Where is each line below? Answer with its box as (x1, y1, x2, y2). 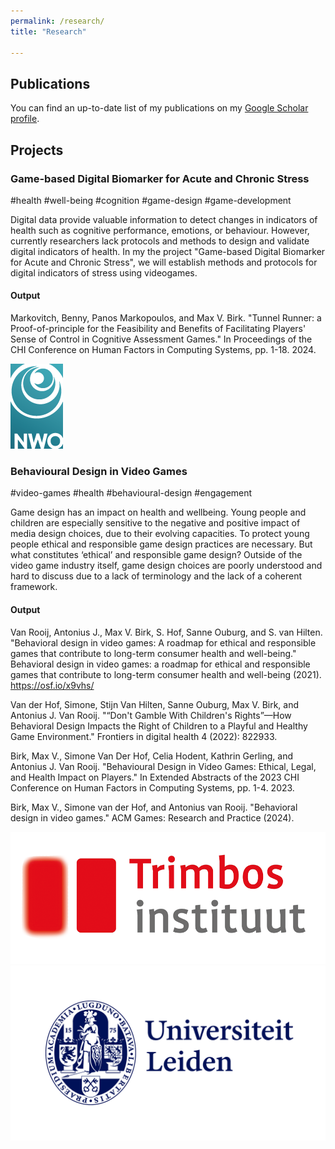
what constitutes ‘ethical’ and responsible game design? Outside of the (10, 549, 303, 561)
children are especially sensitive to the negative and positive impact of (10, 517, 301, 529)
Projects (10, 141, 64, 159)
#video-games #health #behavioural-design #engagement (10, 487, 253, 499)
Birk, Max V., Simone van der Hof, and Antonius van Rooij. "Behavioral (10, 801, 298, 813)
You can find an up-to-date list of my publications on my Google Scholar (10, 102, 309, 114)
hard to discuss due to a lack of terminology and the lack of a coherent (10, 570, 302, 582)
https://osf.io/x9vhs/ (10, 679, 95, 691)
